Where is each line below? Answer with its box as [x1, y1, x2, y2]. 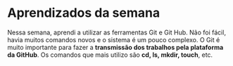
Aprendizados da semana [7, 5, 160, 21]
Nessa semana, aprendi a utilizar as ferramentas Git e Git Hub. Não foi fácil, [7, 28, 227, 37]
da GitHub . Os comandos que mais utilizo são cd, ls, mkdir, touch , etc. [7, 51, 213, 59]
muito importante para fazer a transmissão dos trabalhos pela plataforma [7, 43, 224, 51]
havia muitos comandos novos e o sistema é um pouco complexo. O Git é [7, 35, 220, 44]
